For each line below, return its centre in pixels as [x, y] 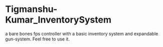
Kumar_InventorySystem [58, 20]
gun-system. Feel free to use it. [38, 39]
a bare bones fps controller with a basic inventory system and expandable [82, 33]
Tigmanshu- [31, 9]
